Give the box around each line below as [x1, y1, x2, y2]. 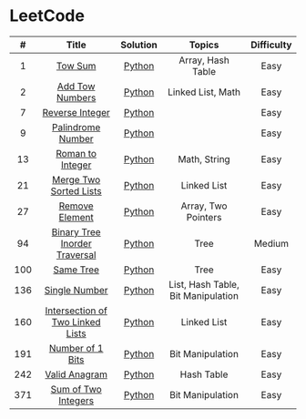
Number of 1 [48, 342, 104, 354]
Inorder [60, 237, 93, 250]
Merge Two [51, 173, 101, 186]
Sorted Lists [50, 184, 102, 197]
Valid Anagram [45, 368, 107, 381]
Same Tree [53, 263, 100, 276]
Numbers [56, 91, 97, 104]
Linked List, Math [167, 86, 241, 98]
